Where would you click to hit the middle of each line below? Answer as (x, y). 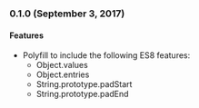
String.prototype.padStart (84, 84)
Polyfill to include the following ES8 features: (106, 55)
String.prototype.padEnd (82, 94)
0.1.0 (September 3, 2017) (67, 14)
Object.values (62, 65)
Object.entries (63, 74)
